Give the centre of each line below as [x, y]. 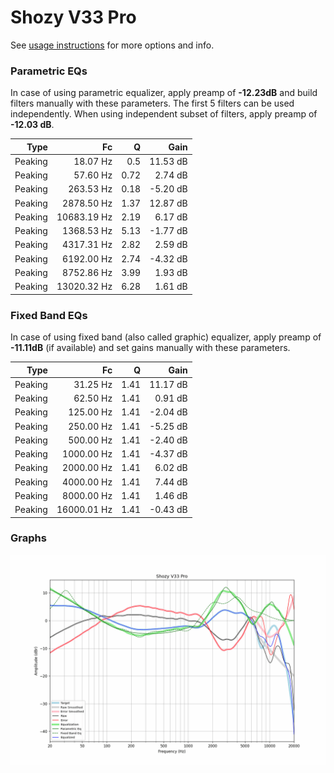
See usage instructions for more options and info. [112, 45]
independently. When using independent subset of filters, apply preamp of [164, 114]
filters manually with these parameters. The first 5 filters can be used [152, 103]
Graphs [28, 538]
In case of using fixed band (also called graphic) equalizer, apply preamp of [166, 337]
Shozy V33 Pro [73, 17]
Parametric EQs [49, 71]
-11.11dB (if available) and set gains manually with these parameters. [150, 348]
